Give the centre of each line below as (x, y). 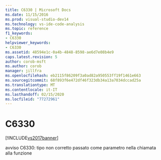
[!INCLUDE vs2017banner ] (32, 138)
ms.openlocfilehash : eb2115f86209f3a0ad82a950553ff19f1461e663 (73, 76)
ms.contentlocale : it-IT (31, 90)
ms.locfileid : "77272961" (32, 99)
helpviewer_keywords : (28, 43)
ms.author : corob (23, 66)
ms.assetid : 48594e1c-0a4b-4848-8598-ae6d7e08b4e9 (60, 52)
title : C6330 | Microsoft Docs (38, 10)
